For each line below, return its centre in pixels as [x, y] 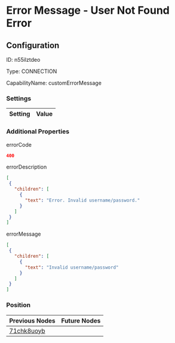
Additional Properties [38, 131]
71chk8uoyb [27, 330]
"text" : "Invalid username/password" [72, 267]
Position [19, 305]
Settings [19, 98]
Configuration [33, 45]
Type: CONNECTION [32, 71]
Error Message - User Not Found [88, 10]
